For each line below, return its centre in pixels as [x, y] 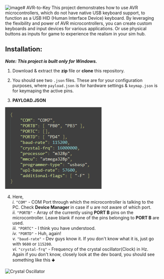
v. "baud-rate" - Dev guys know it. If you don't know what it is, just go [83, 239]
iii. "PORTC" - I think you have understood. [54, 228]
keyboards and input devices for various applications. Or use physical [76, 29]
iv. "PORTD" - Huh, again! [37, 233]
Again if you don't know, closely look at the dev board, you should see [83, 254]
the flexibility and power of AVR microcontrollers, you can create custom [79, 23]
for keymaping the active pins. [43, 91]
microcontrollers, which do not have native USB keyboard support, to [75, 13]
